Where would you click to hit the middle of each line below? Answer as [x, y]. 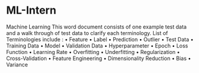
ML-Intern [31, 10]
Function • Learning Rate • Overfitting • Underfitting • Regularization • [93, 52]
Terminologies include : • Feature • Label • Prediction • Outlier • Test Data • [100, 39]
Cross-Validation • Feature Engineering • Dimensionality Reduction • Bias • [99, 58]
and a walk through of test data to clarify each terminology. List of [87, 33]
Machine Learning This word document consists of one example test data [97, 27]
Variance [17, 64]
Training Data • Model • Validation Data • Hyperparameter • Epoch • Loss [97, 46]
